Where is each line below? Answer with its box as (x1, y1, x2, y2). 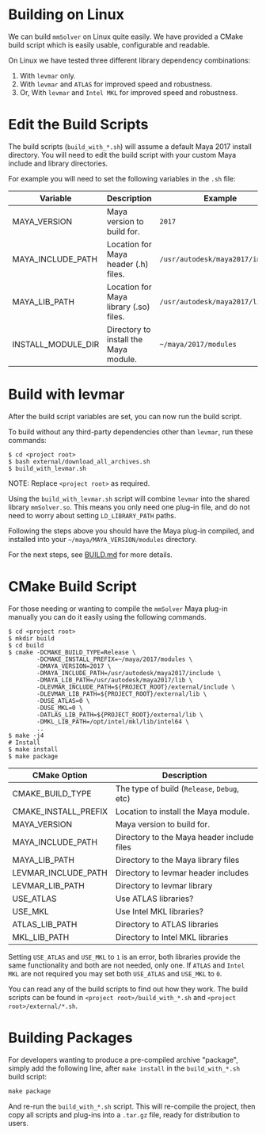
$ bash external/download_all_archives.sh (8, 457, 150, 465)
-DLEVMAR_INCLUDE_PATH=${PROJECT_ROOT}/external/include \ (36, 683, 236, 691)
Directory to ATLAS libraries (115, 918, 219, 930)
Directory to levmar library (115, 880, 213, 891)
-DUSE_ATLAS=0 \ (36, 697, 90, 704)
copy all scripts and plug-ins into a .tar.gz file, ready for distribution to (8, 1109, 240, 1119)
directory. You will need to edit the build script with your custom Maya (8, 150, 237, 159)
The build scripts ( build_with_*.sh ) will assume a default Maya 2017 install (8, 141, 252, 151)
